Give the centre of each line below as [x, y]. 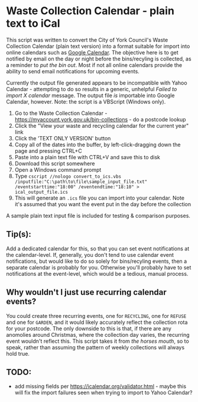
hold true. [18, 353]
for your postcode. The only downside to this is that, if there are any [89, 328]
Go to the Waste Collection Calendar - [61, 113]
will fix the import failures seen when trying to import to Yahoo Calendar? [103, 393]
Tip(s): [19, 234]
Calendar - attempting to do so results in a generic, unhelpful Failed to [92, 89]
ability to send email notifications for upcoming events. [73, 71]
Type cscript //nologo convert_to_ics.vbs [68, 176]
